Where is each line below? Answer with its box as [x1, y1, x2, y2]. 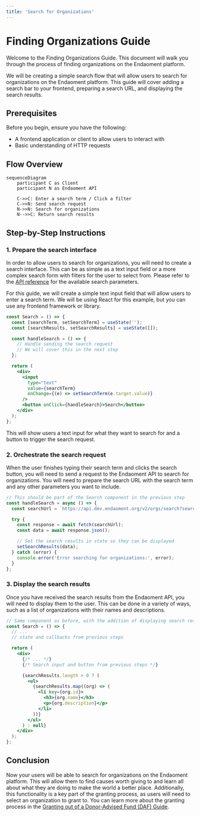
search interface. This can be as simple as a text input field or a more [6, 265, 176, 272]
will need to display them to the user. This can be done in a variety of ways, [6, 600, 192, 607]
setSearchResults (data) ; [17, 544, 79, 550]
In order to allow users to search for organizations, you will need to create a [6, 259, 192, 266]
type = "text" [27, 380, 58, 386]
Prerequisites [6, 108, 57, 118]
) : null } [21, 722, 46, 728]
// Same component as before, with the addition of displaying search [6, 618, 185, 623]
